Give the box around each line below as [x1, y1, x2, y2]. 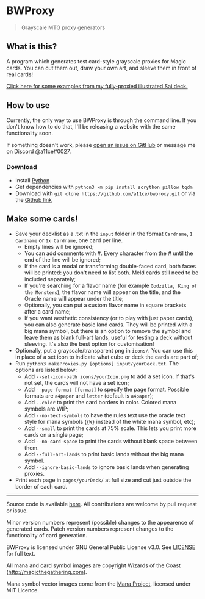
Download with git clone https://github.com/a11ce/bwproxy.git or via [15, 190, 196, 197]
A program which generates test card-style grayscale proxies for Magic [6, 57, 186, 65]
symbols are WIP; [24, 405, 69, 412]
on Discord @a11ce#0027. [6, 148, 71, 155]
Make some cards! [6, 214, 78, 224]
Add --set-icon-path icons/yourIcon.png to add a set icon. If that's [24, 373, 195, 380]
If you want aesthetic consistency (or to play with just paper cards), [24, 314, 194, 321]
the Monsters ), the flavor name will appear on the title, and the [24, 288, 181, 296]
